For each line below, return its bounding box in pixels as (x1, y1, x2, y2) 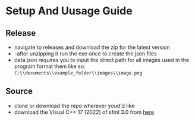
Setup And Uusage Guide (5, 4, 133, 18)
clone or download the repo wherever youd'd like (14, 102, 135, 109)
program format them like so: (14, 63, 86, 70)
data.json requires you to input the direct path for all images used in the (14, 57, 190, 63)
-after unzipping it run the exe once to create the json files (14, 50, 157, 57)
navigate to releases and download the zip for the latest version (14, 44, 170, 51)
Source (5, 86, 33, 97)
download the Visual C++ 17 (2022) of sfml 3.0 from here (14, 108, 155, 116)
